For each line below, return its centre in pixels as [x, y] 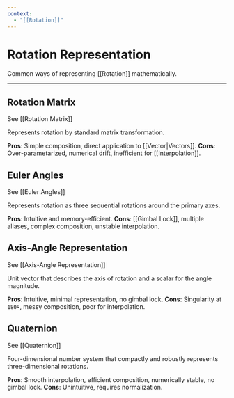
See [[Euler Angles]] [36, 192]
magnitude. [23, 285]
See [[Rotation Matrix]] [40, 119]
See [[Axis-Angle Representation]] [56, 264]
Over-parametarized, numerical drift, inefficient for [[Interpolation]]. [104, 153]
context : [20, 14]
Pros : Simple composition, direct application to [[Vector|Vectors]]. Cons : [111, 146]
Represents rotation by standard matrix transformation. [86, 132]
